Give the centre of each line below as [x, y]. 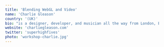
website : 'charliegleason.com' [37, 28]
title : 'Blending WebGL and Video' [41, 10]
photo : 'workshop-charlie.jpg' [37, 37]
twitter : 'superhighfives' [32, 32]
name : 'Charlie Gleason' [30, 14]
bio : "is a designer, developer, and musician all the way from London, [81, 23]
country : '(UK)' [21, 19]
